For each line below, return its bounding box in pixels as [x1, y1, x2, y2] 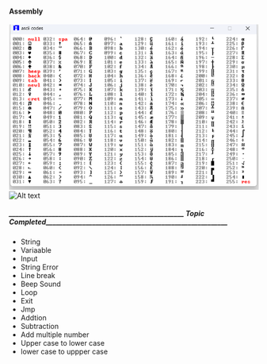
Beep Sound [20, 279, 62, 289]
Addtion [20, 313, 47, 323]
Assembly [9, 6, 44, 16]
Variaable [20, 246, 52, 255]
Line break [20, 271, 55, 281]
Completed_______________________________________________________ [9, 217, 228, 227]
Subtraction [20, 322, 59, 331]
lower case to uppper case [20, 347, 109, 357]
